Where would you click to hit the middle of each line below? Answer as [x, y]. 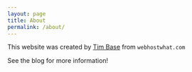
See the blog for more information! [58, 61]
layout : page [27, 14]
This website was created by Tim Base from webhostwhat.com [96, 47]
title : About [27, 20]
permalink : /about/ [36, 27]
